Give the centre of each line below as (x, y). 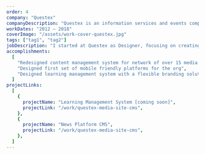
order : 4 (17, 12)
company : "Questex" (31, 18)
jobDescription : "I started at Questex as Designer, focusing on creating (103, 46)
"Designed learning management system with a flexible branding (101, 74)
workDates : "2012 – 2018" (39, 29)
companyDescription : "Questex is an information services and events (97, 23)
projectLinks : (24, 85)
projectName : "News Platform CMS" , (68, 125)
